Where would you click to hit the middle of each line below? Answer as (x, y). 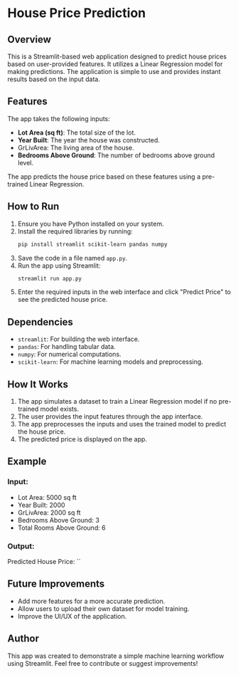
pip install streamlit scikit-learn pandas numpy (93, 244)
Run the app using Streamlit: (59, 266)
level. (26, 162)
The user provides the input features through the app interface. (110, 417)
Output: (21, 546)
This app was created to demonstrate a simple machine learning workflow (116, 656)
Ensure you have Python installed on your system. (91, 224)
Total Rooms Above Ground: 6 (61, 528)
